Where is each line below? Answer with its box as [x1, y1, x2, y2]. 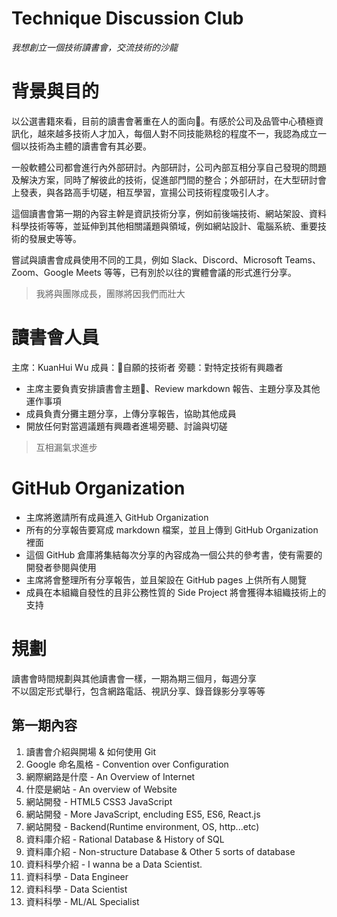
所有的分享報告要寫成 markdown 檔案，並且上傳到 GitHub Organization [25, 523, 319, 536]
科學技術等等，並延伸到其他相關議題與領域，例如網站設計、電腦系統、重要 [11, 220, 318, 232]
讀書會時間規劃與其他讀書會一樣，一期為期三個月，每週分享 [11, 672, 257, 684]
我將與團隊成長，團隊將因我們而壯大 [35, 287, 186, 299]
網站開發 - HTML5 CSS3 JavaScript [25, 795, 173, 807]
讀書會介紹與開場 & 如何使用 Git [25, 745, 157, 757]
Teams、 [284, 253, 321, 266]
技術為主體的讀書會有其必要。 [28, 140, 152, 152]
